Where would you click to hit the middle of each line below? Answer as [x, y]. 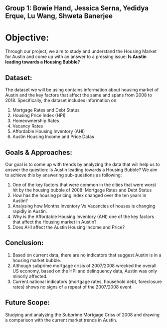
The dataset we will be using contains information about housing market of [82, 90]
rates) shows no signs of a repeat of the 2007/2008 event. [73, 286]
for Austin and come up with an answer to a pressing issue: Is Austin [76, 56]
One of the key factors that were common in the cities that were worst [84, 184]
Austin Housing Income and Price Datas [53, 136]
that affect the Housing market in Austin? [54, 221]
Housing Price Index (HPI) [39, 115]
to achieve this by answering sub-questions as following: [64, 175]
